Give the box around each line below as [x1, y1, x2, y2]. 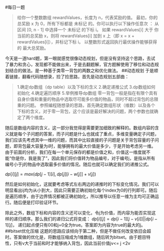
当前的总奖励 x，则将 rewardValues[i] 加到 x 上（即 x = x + [17, 33, 135, 39]
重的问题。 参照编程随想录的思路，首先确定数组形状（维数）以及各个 [17, 102, 155, 108]
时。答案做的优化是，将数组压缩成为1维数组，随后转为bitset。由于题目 [5, 234, 146, 240]
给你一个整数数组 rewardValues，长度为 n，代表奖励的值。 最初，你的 [17, 15, 158, 20]
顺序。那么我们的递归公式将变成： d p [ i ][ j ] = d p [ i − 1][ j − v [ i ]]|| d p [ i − [21, 216, 158, 222]
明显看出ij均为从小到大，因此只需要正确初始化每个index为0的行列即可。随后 [5, 187, 158, 193]
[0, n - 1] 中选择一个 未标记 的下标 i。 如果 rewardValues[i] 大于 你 [26, 27, 159, 33]
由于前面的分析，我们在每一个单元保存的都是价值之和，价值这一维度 [5, 149, 142, 155]
